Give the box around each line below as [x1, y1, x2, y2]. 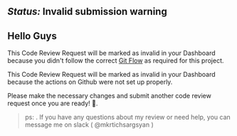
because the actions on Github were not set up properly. [7, 78, 173, 86]
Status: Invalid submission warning [7, 6, 167, 18]
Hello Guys [7, 30, 57, 42]
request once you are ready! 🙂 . [7, 99, 98, 108]
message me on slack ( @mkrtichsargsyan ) [24, 120, 154, 129]
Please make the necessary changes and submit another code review [7, 92, 211, 100]
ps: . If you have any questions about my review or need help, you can [24, 113, 231, 122]
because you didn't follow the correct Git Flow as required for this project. [7, 56, 224, 65]
